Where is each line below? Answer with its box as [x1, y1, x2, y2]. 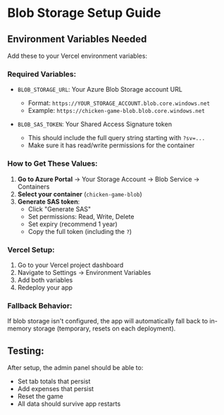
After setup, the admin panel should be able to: [7, 364, 144, 371]
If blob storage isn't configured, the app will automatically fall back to [7, 317, 209, 326]
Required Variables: [7, 69, 76, 79]
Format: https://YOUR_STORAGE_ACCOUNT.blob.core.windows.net [27, 99, 210, 107]
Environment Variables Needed [7, 33, 147, 45]
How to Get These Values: [7, 159, 98, 168]
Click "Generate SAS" [27, 204, 92, 213]
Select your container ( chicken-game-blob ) [17, 190, 142, 198]
